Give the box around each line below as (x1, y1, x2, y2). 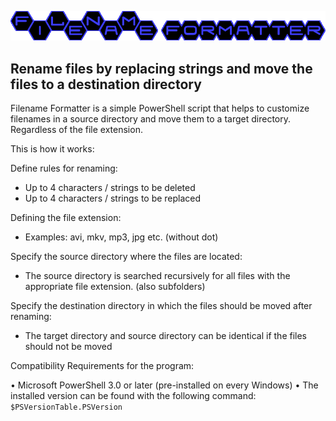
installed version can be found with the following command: (10, 390, 257, 402)
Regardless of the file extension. (10, 124, 143, 136)
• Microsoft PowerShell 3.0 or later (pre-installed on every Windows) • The (10, 379, 319, 391)
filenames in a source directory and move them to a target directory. (10, 113, 292, 125)
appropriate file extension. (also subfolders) (24, 281, 206, 293)
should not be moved (24, 341, 113, 353)
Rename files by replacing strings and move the (10, 60, 313, 77)
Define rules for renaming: (10, 162, 118, 175)
